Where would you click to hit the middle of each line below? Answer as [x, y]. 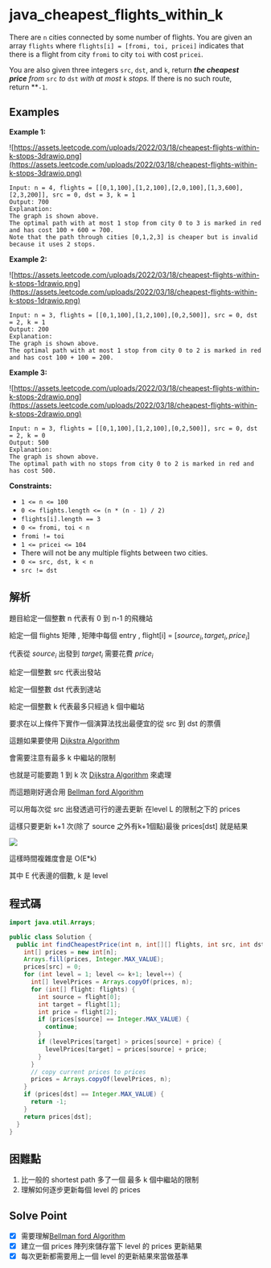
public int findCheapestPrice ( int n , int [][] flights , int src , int [133, 944]
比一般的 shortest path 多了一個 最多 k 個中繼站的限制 [110, 1180]
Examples [34, 112]
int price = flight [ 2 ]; [78, 1012]
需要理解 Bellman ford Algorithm [73, 1236]
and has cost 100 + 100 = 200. [62, 357]
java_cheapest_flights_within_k [116, 15]
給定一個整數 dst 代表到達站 [55, 690]
